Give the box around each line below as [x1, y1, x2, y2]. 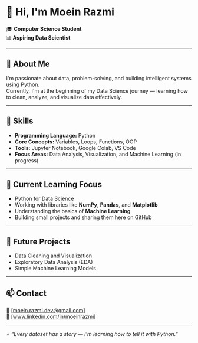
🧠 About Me [6, 59, 50, 69]
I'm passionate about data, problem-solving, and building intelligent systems [6, 74, 192, 81]
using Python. [6, 81, 40, 88]
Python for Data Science [14, 195, 75, 202]
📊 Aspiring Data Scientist [6, 34, 71, 41]
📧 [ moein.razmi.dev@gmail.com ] [6, 307, 85, 313]
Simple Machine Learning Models [14, 265, 96, 272]
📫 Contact [6, 288, 47, 298]
